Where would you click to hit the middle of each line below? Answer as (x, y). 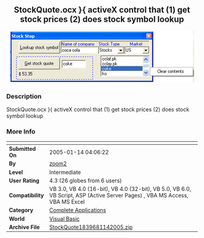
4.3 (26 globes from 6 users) (86, 180)
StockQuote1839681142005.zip (91, 227)
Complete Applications (78, 210)
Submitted (22, 149)
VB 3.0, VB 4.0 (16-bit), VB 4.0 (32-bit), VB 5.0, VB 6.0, (120, 189)
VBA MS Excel (67, 202)
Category (21, 210)
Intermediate (65, 172)
